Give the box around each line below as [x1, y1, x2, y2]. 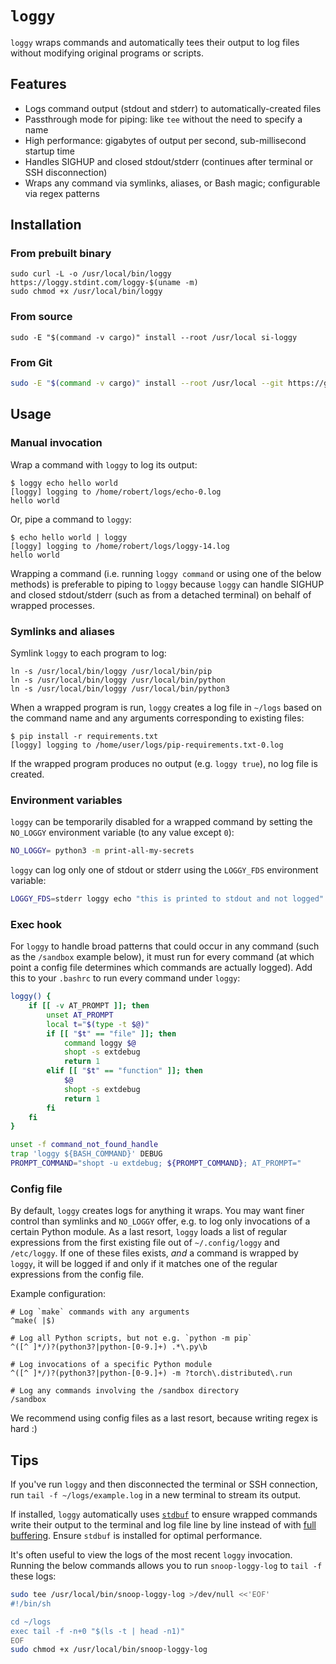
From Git [10, 355, 53, 369]
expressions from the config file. [10, 1268, 145, 1281]
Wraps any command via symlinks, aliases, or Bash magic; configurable [24, 177, 321, 189]
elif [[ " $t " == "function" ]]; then [46, 1066, 203, 1076]
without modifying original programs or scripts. [10, 47, 204, 59]
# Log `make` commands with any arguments [10, 1307, 190, 1317]
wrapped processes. [10, 599, 95, 611]
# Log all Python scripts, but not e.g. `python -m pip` [10, 1333, 253, 1344]
